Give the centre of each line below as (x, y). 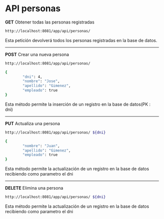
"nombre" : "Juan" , (41, 146)
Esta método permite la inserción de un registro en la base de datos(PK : (78, 104)
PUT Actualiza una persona (32, 123)
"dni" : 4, (32, 77)
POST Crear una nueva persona (37, 54)
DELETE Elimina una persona (34, 188)
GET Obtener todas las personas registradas (50, 22)
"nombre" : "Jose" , (41, 81)
